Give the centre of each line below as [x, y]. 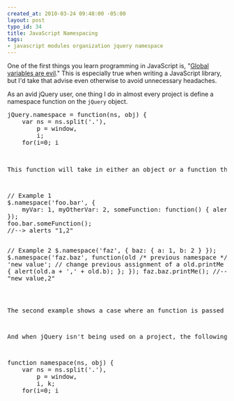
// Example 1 [30, 196]
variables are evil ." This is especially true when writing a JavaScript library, [115, 73]
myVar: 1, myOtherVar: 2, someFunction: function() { [116, 210]
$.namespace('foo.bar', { [52, 203]
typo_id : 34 [24, 26]
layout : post [26, 20]
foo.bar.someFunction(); [49, 223]
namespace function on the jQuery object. [68, 101]
